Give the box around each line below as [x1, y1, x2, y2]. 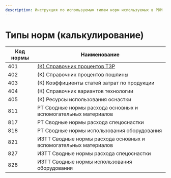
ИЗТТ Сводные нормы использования [37, 158, 132, 165]
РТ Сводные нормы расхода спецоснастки [37, 118, 144, 126]
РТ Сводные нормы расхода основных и [37, 104, 138, 111]
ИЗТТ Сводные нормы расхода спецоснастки [37, 150, 151, 157]
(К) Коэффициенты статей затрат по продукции [37, 79, 155, 86]
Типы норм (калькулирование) [5, 29, 144, 41]
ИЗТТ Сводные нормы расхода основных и [37, 135, 145, 142]
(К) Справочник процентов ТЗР [37, 63, 116, 70]
